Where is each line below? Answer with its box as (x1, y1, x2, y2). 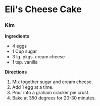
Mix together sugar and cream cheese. (12, 79, 93, 85)
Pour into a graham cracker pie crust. (12, 90, 90, 96)
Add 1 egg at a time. (12, 84, 54, 90)
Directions (5, 69, 27, 75)
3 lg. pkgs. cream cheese (12, 54, 65, 60)
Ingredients (5, 33, 30, 39)
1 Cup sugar (12, 48, 37, 54)
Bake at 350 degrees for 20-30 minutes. (12, 95, 96, 101)
